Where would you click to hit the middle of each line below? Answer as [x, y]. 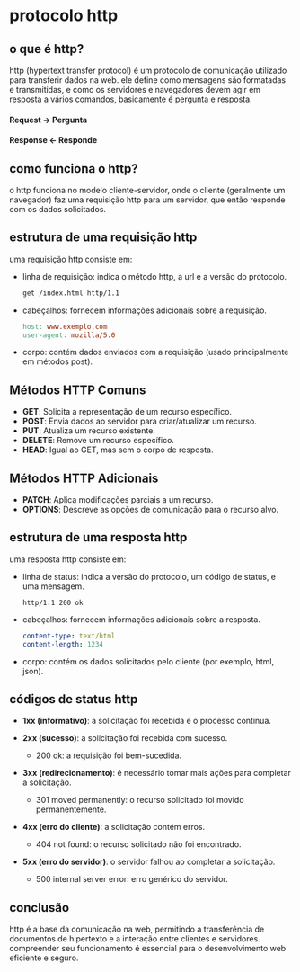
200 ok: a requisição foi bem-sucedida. [109, 755]
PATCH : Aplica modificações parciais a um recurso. [118, 500]
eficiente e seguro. [44, 958]
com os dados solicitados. [57, 209]
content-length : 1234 [63, 644]
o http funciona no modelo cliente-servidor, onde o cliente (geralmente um [147, 190]
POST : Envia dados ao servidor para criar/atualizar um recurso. [140, 421]
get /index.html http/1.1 [71, 293]
